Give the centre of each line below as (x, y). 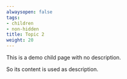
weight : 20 (20, 40)
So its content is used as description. (52, 69)
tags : (13, 18)
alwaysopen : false (29, 12)
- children (20, 23)
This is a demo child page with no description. (64, 57)
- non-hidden (23, 29)
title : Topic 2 (25, 35)
